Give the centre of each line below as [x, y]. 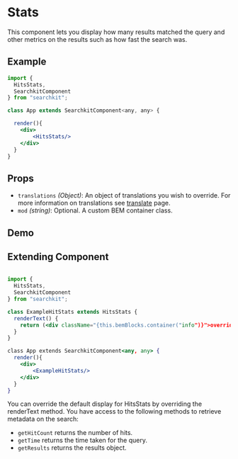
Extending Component [58, 257]
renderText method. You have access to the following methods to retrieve [114, 412]
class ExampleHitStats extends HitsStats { [73, 312]
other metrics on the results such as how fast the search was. [97, 39]
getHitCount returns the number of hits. [75, 433]
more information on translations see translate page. [94, 203]
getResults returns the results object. [72, 448]
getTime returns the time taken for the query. [82, 441]
